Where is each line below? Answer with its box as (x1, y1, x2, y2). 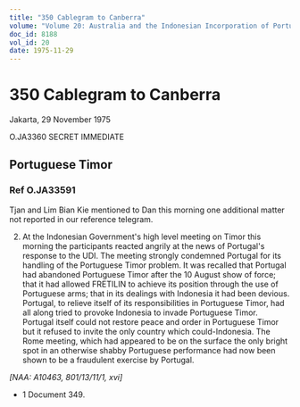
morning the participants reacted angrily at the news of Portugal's (21, 240, 265, 251)
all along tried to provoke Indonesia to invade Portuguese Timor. (21, 307, 259, 318)
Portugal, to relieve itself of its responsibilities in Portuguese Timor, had (21, 297, 285, 308)
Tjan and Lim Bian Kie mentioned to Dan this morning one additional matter (9, 204, 286, 215)
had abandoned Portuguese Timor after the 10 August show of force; (21, 269, 277, 279)
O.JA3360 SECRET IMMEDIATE (9, 131, 125, 143)
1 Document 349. (21, 389, 86, 400)
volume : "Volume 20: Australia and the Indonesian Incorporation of (9, 21, 270, 30)
